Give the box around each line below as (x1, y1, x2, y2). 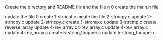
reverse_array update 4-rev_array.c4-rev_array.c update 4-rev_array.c (5, 24, 148, 30)
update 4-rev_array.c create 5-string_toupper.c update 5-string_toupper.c (5, 30, 156, 35)
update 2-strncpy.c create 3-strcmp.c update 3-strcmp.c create (25, 19, 157, 25)
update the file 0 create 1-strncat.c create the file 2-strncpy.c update (5, 14, 146, 19)
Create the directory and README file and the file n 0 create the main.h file (5, 4, 159, 10)
